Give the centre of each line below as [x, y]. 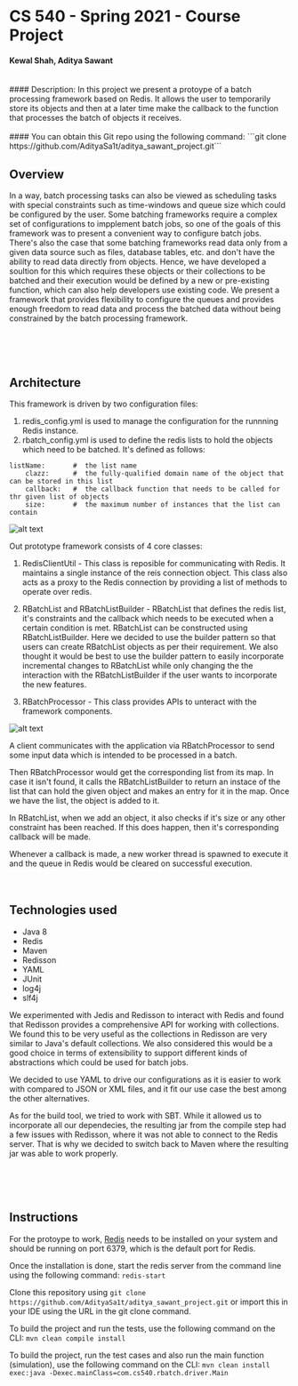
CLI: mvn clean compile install [68, 1338]
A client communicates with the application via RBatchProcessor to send [142, 746]
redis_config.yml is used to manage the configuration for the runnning [150, 421]
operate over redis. [57, 592]
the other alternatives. [50, 1098]
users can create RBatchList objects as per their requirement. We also [150, 647]
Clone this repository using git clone [78, 1292]
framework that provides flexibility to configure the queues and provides [141, 300]
